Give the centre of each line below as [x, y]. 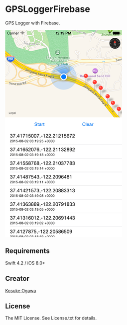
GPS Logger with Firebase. [33, 23]
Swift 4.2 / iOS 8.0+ [25, 263]
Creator [17, 279]
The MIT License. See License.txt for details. [51, 318]
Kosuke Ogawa [21, 290]
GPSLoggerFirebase [48, 9]
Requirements [27, 251]
